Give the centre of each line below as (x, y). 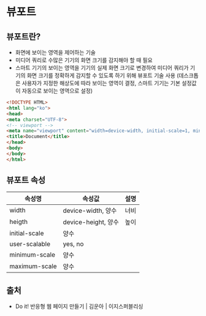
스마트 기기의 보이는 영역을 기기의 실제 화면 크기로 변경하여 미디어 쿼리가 (102, 68)
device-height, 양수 (91, 222)
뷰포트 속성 (26, 180)
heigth (19, 222)
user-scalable (30, 244)
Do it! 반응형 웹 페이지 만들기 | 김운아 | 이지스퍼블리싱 (79, 306)
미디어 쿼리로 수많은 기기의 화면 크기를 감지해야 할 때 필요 (84, 60)
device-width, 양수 (90, 210)
